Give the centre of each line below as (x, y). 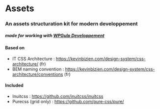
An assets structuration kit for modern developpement (72, 24)
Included (14, 86)
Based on (15, 48)
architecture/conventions (38, 74)
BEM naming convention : (38, 69)
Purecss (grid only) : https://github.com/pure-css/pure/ (68, 101)
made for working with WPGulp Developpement (55, 35)
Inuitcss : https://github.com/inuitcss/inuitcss (58, 96)
